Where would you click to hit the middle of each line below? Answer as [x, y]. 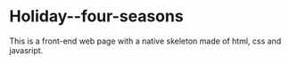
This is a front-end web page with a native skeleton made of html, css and [145, 41]
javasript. [26, 50]
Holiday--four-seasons [97, 16]
